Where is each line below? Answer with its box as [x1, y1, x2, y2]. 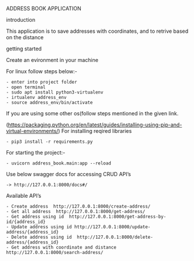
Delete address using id [11, 234, 72, 240]
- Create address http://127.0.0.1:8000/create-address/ [6, 204, 151, 210]
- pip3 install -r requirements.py [6, 139, 93, 145]
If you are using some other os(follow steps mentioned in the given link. [6, 110, 179, 116]
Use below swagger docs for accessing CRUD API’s [6, 171, 131, 177]
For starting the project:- [6, 149, 66, 156]
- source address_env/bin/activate [6, 99, 93, 105]
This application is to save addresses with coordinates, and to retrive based [6, 28, 189, 35]
